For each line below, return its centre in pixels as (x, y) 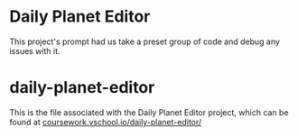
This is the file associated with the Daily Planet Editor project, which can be (149, 112)
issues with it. (35, 50)
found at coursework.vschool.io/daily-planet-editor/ (106, 122)
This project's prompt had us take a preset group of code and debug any (144, 41)
